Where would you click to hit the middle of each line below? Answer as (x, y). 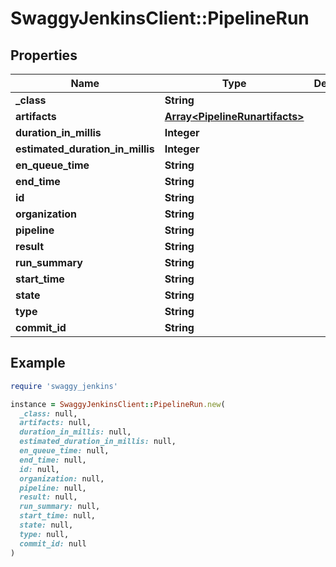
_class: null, (48, 413)
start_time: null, (58, 516)
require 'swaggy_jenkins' (64, 386)
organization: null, (62, 478)
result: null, (48, 497)
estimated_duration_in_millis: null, (98, 442)
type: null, (44, 534)
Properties (44, 55)
